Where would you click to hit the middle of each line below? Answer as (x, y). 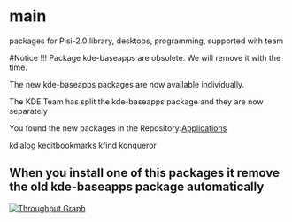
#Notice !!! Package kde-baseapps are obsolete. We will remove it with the (145, 57)
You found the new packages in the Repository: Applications (118, 128)
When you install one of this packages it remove (145, 173)
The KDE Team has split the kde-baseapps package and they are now (136, 101)
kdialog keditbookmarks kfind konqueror (83, 145)
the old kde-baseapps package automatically (137, 187)
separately (29, 111)
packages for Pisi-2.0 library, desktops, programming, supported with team (146, 41)
